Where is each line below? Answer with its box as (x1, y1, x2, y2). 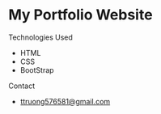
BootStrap (19, 65, 54, 74)
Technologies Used (8, 32, 73, 42)
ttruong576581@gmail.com (19, 96, 111, 106)
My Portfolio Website (8, 6, 153, 24)
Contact (8, 81, 35, 91)
